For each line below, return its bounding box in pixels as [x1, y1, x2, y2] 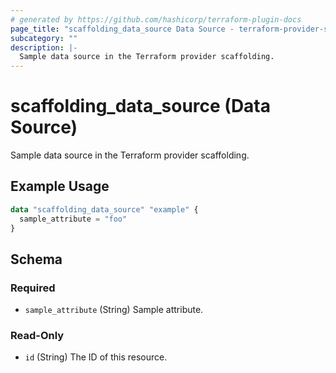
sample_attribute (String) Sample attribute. [24, 304, 204, 316]
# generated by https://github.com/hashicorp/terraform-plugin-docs [10, 14, 302, 25]
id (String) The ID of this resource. [24, 351, 168, 363]
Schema [10, 251, 63, 268]
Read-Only [10, 329, 65, 343]
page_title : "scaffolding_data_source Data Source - [10, 24, 235, 34]
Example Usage [10, 178, 110, 195]
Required [10, 281, 56, 295]
